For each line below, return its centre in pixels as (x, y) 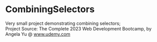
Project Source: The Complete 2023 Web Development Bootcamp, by (78, 28)
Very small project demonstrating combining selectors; (63, 23)
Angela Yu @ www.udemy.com (38, 34)
